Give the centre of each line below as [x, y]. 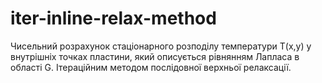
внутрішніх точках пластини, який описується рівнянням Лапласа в [155, 56]
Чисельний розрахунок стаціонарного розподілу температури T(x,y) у [161, 46]
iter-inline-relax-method [113, 18]
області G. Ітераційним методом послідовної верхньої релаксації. [151, 67]
